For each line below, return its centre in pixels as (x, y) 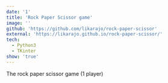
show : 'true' (23, 57)
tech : (13, 40)
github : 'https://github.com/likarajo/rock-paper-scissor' (82, 29)
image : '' (19, 23)
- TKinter (24, 51)
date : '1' (19, 12)
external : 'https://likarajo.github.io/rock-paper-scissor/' (85, 34)
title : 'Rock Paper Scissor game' (50, 17)
